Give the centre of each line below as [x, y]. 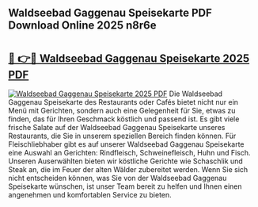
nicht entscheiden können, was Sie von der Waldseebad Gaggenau [118, 178]
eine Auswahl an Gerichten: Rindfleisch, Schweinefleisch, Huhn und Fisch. [129, 153]
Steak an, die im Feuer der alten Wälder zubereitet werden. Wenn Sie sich [128, 169]
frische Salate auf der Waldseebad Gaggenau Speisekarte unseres [117, 127]
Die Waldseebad [196, 94]
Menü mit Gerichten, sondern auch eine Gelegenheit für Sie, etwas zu [122, 111]
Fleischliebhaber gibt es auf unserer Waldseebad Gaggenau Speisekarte [126, 144]
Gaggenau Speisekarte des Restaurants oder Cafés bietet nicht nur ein [123, 102]
